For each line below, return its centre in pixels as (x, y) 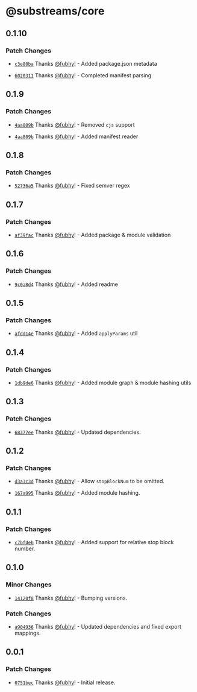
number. (25, 549)
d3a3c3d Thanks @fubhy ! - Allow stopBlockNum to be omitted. (89, 481)
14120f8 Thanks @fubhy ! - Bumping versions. (71, 598)
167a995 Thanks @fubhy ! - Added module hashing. (77, 493)
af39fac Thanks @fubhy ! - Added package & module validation (92, 235)
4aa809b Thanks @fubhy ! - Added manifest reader (76, 136)
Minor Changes (29, 585)
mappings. (27, 633)
